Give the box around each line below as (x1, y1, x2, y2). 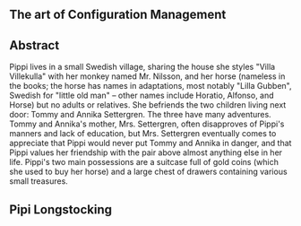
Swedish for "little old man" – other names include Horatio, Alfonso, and (9, 90, 275, 101)
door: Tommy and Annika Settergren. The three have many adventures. (9, 109, 271, 120)
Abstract (9, 38, 60, 53)
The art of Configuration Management (9, 7, 227, 22)
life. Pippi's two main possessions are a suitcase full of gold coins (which (9, 157, 279, 168)
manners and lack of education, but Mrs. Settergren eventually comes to (9, 128, 277, 139)
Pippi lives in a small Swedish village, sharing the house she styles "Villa (9, 62, 276, 73)
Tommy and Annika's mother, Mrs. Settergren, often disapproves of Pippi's (9, 118, 285, 129)
